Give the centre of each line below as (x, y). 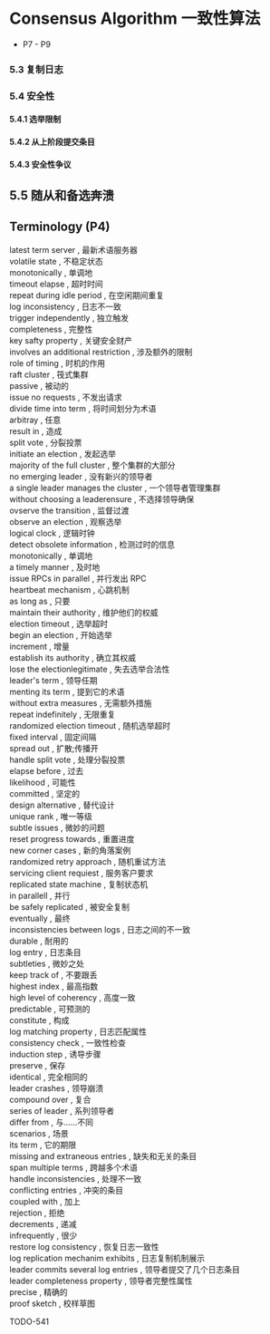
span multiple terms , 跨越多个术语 (73, 1167)
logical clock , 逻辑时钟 (52, 533)
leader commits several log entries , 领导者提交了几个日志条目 (125, 1269)
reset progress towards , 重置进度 (72, 838)
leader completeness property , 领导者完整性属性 (101, 1281)
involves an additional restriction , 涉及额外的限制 (101, 352)
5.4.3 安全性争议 (40, 164)
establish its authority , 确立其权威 (73, 657)
